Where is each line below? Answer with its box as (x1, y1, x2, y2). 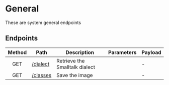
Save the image (56, 71, 93, 78)
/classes (32, 71, 52, 78)
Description (65, 48, 95, 55)
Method (8, 48, 27, 55)
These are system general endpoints (5, 19, 81, 25)
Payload (141, 48, 161, 55)
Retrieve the (56, 57, 85, 64)
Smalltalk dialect (56, 63, 96, 70)
